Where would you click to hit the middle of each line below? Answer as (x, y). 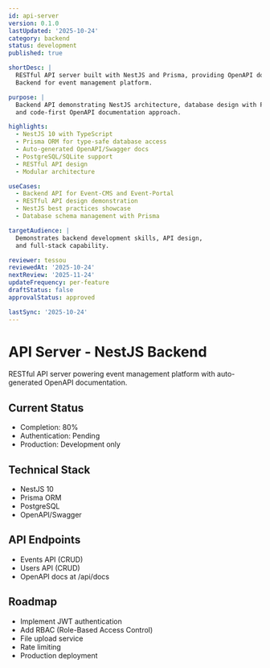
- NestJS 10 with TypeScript (64, 134)
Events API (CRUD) (51, 559)
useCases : (25, 186)
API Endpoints (45, 540)
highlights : (28, 127)
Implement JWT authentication (71, 621)
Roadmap (33, 602)
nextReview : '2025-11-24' (51, 275)
